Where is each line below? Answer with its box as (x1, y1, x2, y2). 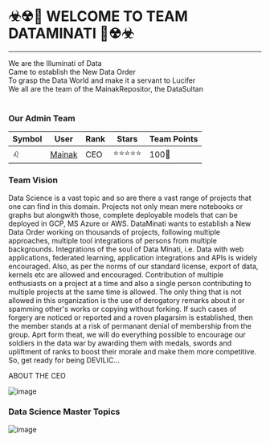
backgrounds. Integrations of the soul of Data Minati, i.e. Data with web (8, 244, 244, 254)
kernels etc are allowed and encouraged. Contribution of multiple (8, 269, 223, 280)
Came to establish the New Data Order (8, 67, 137, 76)
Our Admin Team (8, 113, 76, 124)
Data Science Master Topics (8, 406, 121, 417)
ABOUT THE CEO (8, 370, 67, 380)
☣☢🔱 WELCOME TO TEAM (8, 7, 189, 26)
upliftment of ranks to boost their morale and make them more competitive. (8, 346, 257, 356)
